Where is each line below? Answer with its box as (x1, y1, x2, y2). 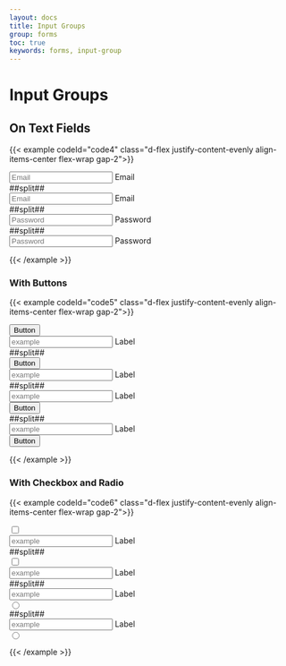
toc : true (9, 38, 46, 47)
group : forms (9, 30, 58, 38)
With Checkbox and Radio (9, 476, 124, 489)
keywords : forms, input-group (9, 47, 122, 55)
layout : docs (9, 13, 58, 22)
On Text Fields (9, 120, 91, 135)
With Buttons (9, 277, 68, 289)
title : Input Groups (9, 21, 87, 30)
